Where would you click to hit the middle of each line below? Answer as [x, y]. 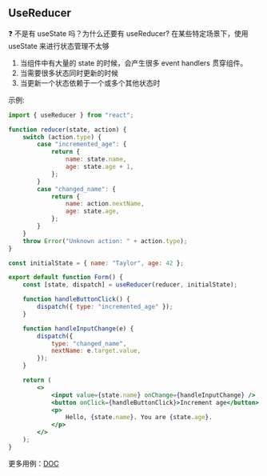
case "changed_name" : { [76, 189]
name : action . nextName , [105, 204]
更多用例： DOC [34, 463]
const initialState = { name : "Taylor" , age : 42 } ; [96, 263]
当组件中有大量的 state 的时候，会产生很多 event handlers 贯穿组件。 [133, 62]
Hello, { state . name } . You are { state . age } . [139, 418]
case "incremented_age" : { [82, 144]
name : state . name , [96, 159]
